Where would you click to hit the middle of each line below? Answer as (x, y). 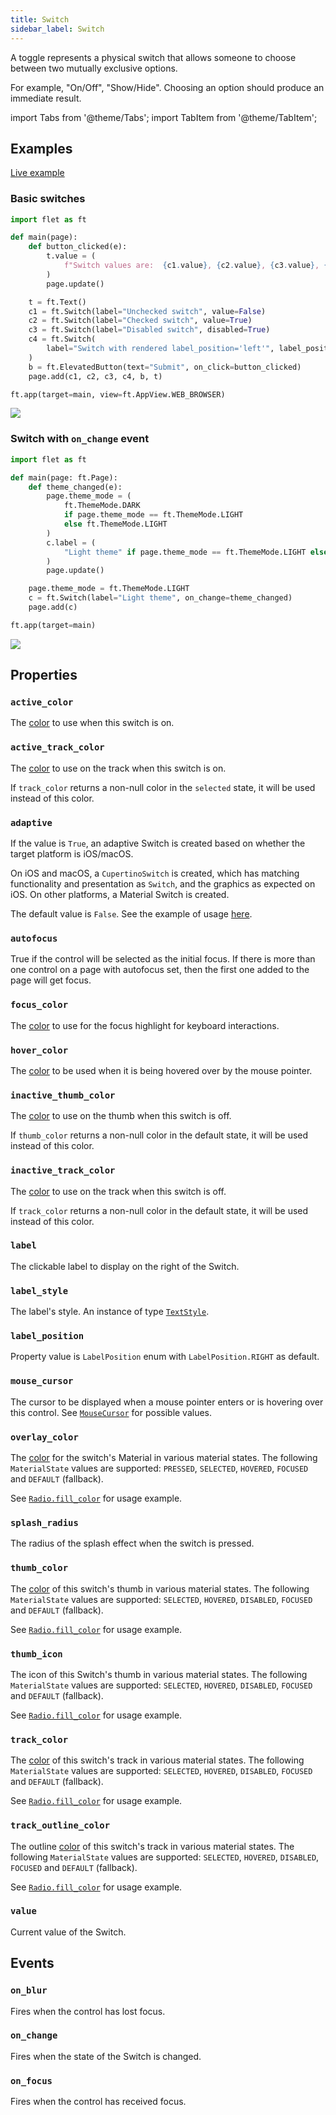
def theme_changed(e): (75, 487)
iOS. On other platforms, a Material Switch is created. (120, 895)
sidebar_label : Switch (57, 29)
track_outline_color (60, 1825)
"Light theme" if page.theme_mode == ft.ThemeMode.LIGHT (185, 552)
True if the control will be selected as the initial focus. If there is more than (163, 959)
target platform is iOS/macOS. (72, 854)
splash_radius (44, 1522)
